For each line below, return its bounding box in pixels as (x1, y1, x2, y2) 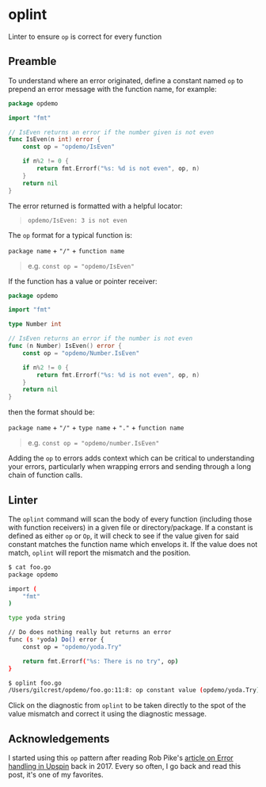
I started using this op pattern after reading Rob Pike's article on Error (8, 753, 234, 762)
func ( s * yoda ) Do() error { (8, 636, 104, 644)
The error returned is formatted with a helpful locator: (8, 201, 183, 211)
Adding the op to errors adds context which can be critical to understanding (8, 453, 255, 463)
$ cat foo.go (8, 563, 51, 571)
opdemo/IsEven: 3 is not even (27, 216, 128, 224)
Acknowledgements (8, 732, 110, 746)
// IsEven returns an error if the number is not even (8, 334, 193, 342)
